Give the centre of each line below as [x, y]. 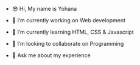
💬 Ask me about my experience [51, 55]
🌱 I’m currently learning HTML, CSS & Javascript [73, 32]
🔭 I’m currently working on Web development [69, 20]
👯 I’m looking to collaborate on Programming [68, 44]
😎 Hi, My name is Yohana [44, 9]
